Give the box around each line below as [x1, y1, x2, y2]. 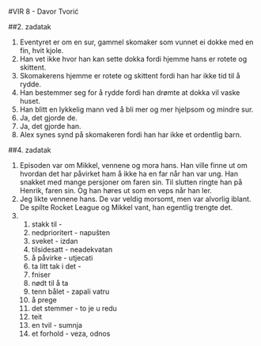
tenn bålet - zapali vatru [31, 287, 110, 296]
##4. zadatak [8, 146, 51, 154]
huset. [19, 97, 41, 105]
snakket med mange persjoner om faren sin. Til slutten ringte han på [19, 177, 243, 187]
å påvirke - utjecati [31, 253, 93, 262]
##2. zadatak [8, 22, 51, 31]
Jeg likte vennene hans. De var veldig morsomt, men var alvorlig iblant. [19, 194, 252, 203]
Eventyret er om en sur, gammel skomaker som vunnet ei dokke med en [19, 37, 254, 47]
